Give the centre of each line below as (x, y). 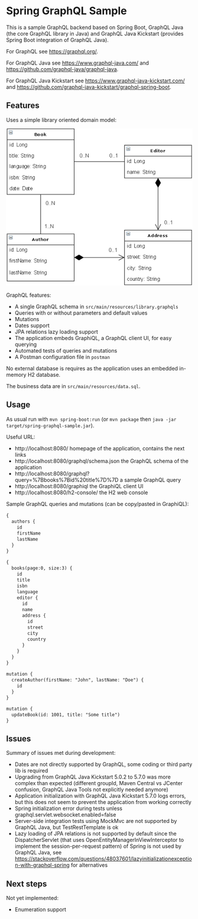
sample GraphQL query (152, 480)
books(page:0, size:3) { (42, 568)
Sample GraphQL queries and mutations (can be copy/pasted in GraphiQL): (98, 504)
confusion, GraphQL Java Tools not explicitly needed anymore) (91, 790)
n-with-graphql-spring (42, 865)
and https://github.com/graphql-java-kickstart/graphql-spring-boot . (89, 87)
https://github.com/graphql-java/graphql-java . (62, 69)
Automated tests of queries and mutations (66, 350)
